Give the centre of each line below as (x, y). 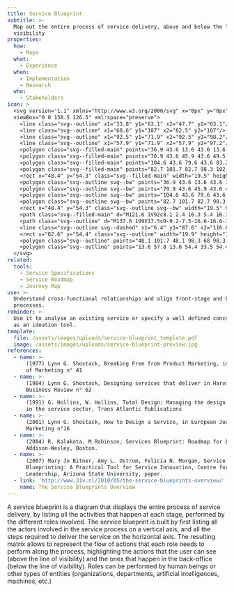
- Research (36, 85)
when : (22, 72)
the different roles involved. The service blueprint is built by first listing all (112, 522)
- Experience (39, 66)
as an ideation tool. (45, 325)
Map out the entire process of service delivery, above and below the (118, 26)
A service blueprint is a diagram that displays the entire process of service (114, 507)
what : (22, 59)
